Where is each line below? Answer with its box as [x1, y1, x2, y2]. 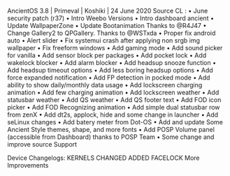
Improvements [7, 161, 49, 169]
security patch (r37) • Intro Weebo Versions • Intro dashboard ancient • [7, 14, 215, 22]
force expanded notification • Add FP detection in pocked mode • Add [7, 73, 210, 82]
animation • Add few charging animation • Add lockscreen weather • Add [7, 88, 220, 96]
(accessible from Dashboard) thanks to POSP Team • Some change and [7, 133, 215, 141]
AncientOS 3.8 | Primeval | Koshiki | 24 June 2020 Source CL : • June [7, 7, 208, 15]
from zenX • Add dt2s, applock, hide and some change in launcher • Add [7, 110, 219, 119]
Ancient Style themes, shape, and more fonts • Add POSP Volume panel [7, 126, 215, 133]
